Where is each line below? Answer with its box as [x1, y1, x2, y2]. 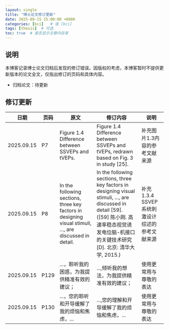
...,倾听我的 [96, 264, 122, 271]
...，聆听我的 [59, 261, 89, 268]
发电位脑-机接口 [96, 229, 135, 236]
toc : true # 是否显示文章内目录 [5, 31, 69, 36]
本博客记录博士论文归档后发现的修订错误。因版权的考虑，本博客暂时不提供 [5, 65, 159, 71]
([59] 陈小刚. [96, 213, 127, 221]
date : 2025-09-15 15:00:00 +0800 [5, 17, 75, 22]
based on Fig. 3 [96, 154, 133, 161]
